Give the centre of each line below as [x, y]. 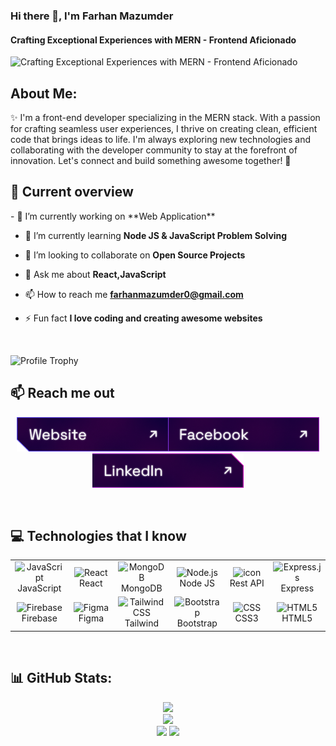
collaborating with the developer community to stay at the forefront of [154, 150]
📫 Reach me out [62, 393]
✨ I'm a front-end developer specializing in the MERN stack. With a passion [165, 117]
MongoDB [142, 588]
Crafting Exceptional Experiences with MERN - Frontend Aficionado [153, 40]
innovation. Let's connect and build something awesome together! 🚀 [151, 160]
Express [297, 588]
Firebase [39, 618]
